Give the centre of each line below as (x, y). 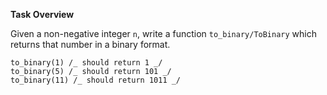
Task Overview (42, 14)
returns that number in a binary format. (90, 44)
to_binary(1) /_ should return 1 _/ (86, 63)
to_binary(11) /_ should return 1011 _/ (96, 80)
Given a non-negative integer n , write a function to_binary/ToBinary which (163, 33)
